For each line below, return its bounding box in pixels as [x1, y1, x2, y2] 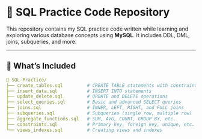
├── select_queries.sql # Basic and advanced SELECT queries [6, 99, 182, 105]
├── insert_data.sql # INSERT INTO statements [6, 88, 152, 94]
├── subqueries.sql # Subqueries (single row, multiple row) [6, 110, 192, 116]
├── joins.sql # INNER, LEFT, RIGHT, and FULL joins [6, 105, 185, 111]
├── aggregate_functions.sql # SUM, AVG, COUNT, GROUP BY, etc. [6, 116, 176, 122]
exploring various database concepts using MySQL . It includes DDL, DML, [6, 31, 191, 38]
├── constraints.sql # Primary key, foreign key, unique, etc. [6, 121, 195, 128]
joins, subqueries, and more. [6, 38, 77, 45]
